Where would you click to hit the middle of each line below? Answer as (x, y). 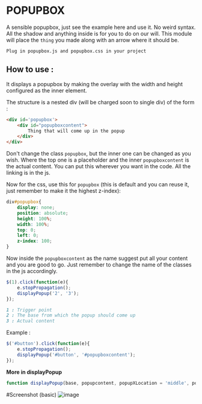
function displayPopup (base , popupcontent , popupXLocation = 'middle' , (98, 383)
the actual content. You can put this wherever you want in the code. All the (99, 166)
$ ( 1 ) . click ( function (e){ (37, 282)
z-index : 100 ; (35, 241)
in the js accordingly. (32, 271)
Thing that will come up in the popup (76, 131)
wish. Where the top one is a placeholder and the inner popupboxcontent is (98, 160)
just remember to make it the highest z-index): (64, 191)
